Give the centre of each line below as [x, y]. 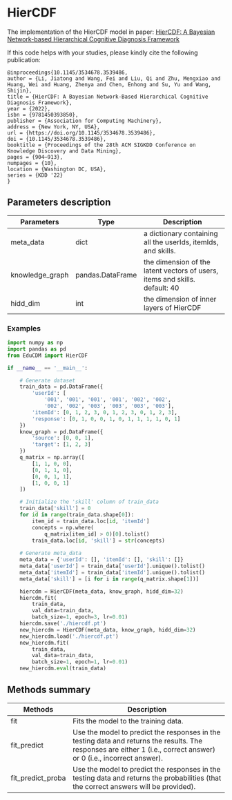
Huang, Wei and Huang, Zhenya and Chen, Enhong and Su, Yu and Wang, [109, 84]
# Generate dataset [48, 380]
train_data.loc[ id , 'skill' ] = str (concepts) [99, 540]
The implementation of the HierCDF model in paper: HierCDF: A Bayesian [111, 32]
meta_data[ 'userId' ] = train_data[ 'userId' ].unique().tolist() [113, 566]
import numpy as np [35, 343]
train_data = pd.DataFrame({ [61, 387]
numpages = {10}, [32, 163]
